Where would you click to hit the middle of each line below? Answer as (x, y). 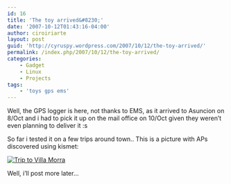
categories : (24, 59)
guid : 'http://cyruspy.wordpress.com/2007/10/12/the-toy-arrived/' (107, 46)
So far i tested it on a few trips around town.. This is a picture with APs (108, 139)
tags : (15, 85)
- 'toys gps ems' (45, 91)
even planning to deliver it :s (48, 126)
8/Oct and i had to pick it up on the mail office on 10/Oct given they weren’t (114, 118)
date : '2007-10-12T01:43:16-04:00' (59, 26)
